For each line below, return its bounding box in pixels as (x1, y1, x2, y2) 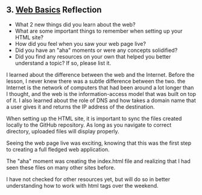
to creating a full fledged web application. (6, 145, 110, 153)
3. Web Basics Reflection (6, 5, 102, 15)
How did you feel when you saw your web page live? (14, 40, 147, 47)
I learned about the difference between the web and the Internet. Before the (6, 71, 195, 78)
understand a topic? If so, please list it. (14, 59, 112, 66)
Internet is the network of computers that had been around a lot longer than (6, 84, 194, 91)
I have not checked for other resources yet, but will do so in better (6, 175, 171, 183)
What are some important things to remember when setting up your (14, 27, 183, 34)
